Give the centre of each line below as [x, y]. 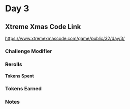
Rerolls [14, 64]
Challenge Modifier [29, 51]
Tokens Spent [20, 76]
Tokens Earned [23, 89]
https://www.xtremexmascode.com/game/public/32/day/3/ [65, 38]
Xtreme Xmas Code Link [43, 27]
